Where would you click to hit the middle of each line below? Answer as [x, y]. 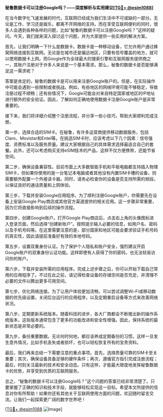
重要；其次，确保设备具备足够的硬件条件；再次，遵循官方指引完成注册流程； [81, 359]
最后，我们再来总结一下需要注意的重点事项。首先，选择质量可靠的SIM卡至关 [81, 353]
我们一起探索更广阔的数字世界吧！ [52, 400]
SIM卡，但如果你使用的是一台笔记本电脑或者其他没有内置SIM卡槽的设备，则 [81, 173]
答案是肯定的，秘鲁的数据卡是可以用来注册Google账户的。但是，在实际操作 [80, 81]
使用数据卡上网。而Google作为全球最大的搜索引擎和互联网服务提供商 [78, 59]
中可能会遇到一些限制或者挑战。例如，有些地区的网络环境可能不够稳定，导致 [81, 87]
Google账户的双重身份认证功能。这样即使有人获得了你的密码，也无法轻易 [78, 252]
